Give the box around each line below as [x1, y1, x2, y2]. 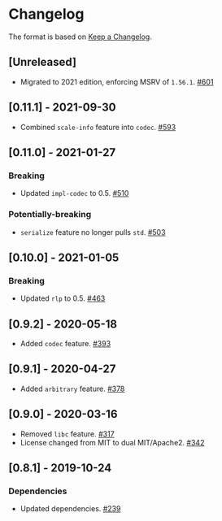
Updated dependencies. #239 [20, 504, 121, 514]
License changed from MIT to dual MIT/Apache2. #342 [20, 437, 205, 447]
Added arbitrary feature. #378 [20, 384, 125, 393]
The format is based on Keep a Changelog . [8, 32, 152, 41]
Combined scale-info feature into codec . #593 [20, 122, 176, 132]
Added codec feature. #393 [20, 339, 111, 349]
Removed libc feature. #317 [20, 428, 115, 439]
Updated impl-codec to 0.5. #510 [20, 189, 129, 198]
